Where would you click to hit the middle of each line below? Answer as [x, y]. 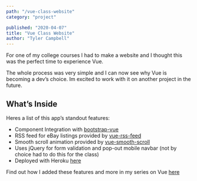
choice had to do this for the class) [57, 154]
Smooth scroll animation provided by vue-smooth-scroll [82, 142]
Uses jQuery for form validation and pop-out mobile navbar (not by [96, 148]
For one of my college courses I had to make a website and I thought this [94, 55]
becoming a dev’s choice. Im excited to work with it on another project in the [98, 79]
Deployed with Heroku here [48, 160]
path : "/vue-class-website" [41, 11]
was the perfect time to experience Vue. [55, 62]
